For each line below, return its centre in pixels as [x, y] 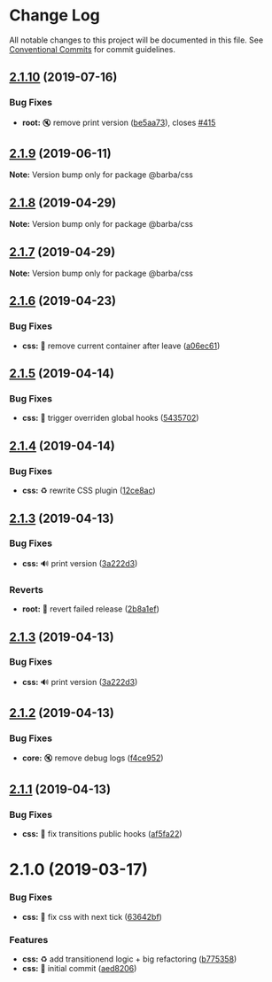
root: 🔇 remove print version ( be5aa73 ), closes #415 [119, 122]
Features [29, 939]
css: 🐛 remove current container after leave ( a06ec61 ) [121, 346]
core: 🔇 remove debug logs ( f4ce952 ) [93, 758]
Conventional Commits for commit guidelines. [92, 49]
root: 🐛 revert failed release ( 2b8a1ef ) [90, 609]
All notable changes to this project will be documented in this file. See [136, 40]
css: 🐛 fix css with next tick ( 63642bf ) [92, 916]
